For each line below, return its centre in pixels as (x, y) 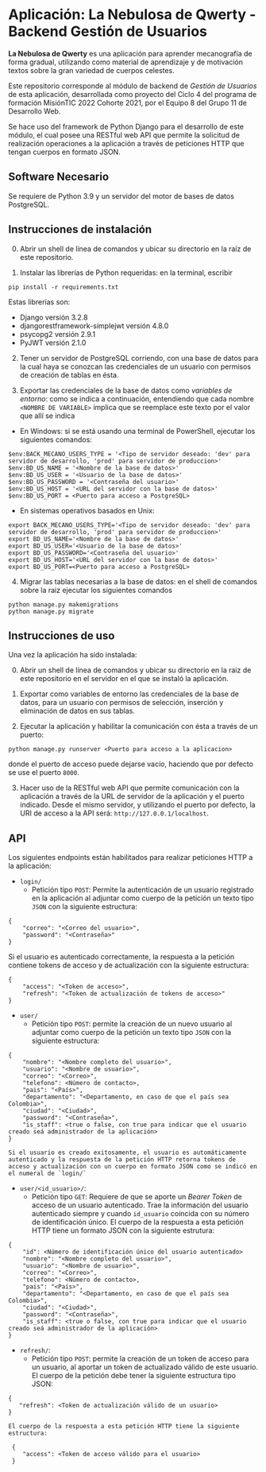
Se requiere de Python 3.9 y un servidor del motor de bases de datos (121, 196)
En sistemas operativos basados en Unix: (87, 510)
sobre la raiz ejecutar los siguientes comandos (96, 590)
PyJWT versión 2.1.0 (53, 343)
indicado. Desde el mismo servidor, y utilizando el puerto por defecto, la (137, 805)
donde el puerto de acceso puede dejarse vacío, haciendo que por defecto (131, 764)
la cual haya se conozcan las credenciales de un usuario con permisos (135, 366)
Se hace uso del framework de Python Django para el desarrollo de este (126, 126)
